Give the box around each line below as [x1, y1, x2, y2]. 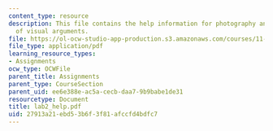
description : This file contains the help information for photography [8, 20, 256, 28]
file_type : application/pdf [8, 42, 104, 50]
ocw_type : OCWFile [8, 65, 71, 73]
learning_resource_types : [8, 50, 96, 58]
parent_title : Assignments [8, 72, 100, 81]
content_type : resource [8, 11, 89, 20]
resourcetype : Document [8, 95, 89, 103]
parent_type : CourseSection [8, 80, 104, 88]
